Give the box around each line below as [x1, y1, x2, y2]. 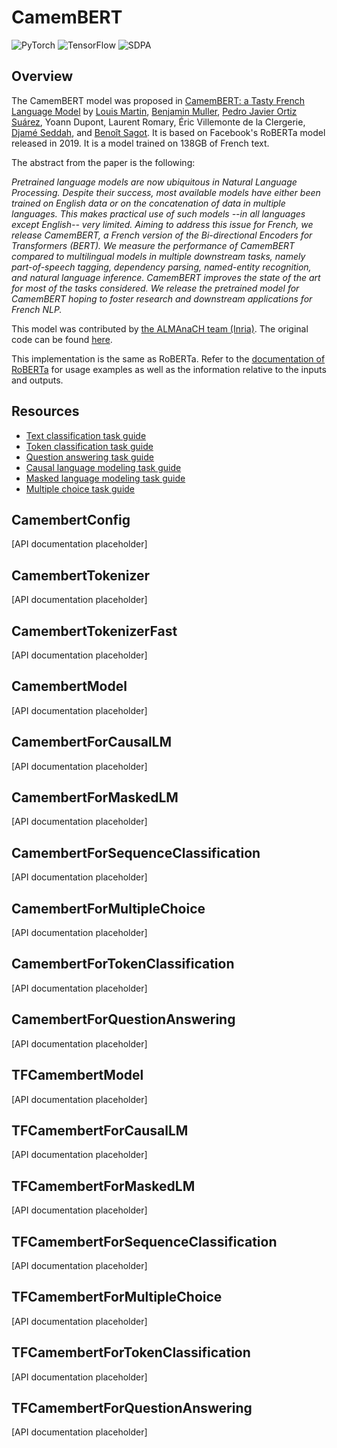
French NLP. [11, 303, 63, 315]
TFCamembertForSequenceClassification [11, 1233, 278, 1250]
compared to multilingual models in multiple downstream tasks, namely [11, 250, 306, 262]
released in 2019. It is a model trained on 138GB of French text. [11, 137, 270, 149]
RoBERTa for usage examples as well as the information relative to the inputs [11, 363, 327, 375]
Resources [11, 403, 80, 420]
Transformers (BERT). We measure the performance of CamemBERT [11, 239, 296, 251]
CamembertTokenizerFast [11, 622, 178, 640]
